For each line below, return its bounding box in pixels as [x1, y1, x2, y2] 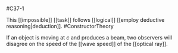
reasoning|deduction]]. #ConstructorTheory [6, 23, 114, 29]
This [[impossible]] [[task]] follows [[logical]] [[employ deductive [6, 16, 165, 23]
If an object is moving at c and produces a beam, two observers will [6, 34, 173, 41]
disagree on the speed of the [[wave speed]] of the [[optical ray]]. [6, 41, 168, 47]
